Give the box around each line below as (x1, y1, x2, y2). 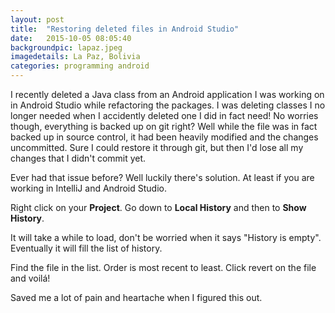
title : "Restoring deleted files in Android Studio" (10, 24, 240, 34)
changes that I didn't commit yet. (10, 152, 147, 164)
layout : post (10, 14, 65, 25)
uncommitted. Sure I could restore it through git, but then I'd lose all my (10, 142, 304, 153)
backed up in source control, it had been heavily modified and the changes (10, 131, 319, 143)
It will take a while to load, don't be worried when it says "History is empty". (10, 232, 322, 243)
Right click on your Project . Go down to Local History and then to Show (10, 202, 307, 213)
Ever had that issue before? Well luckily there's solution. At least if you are (10, 172, 315, 183)
